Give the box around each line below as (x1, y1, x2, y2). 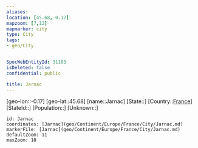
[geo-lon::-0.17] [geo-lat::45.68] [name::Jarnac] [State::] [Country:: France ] (6, 98, 193, 105)
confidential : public (6, 70, 61, 76)
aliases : (6, 8, 29, 15)
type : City (6, 32, 34, 38)
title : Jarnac (6, 81, 43, 87)
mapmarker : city (6, 25, 47, 32)
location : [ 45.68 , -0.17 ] (6, 15, 69, 21)
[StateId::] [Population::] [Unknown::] (6, 104, 98, 112)
